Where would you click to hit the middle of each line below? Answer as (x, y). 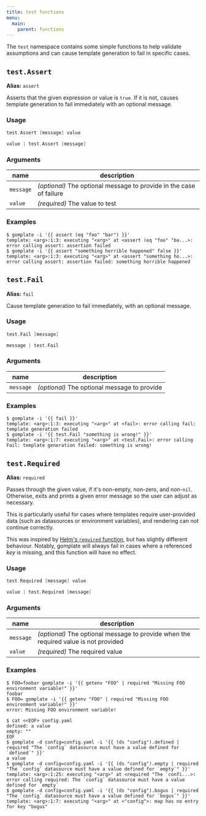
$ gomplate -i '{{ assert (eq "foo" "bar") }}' (68, 235)
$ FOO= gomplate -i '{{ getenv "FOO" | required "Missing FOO (87, 699)
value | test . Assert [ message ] (46, 144)
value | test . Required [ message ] (49, 592)
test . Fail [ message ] (33, 334)
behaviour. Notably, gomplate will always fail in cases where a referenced (99, 546)
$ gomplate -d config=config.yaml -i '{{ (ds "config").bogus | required (103, 790)
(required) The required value (80, 652)
